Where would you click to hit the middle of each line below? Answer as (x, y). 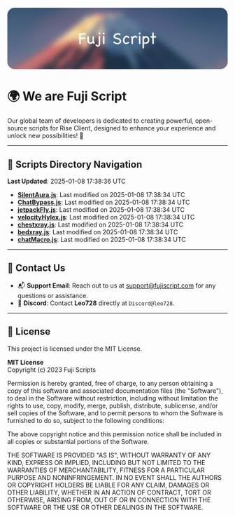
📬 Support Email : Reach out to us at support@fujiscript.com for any (116, 286)
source (17, 128)
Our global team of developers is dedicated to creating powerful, (100, 121)
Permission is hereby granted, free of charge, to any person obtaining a (110, 383)
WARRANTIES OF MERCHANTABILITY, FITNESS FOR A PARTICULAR (106, 470)
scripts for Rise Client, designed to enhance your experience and (122, 128)
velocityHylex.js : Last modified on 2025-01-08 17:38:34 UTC (106, 217)
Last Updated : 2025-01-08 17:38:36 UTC (66, 181)
